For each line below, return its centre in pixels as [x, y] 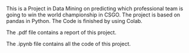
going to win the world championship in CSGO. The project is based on [93, 15]
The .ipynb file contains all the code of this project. [69, 44]
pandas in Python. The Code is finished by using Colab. [75, 21]
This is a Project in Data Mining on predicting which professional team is [95, 9]
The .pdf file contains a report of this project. [61, 32]
